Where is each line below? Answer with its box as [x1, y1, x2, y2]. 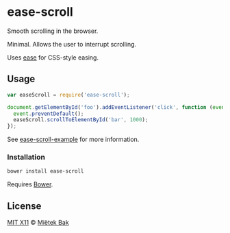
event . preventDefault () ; [13, 110, 84, 117]
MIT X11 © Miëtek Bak [7, 219, 70, 227]
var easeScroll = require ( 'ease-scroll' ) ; [7, 91, 130, 98]
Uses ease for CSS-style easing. [7, 53, 99, 62]
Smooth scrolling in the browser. [7, 27, 99, 35]
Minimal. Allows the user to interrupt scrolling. [7, 40, 137, 48]
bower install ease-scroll [7, 168, 84, 175]
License [7, 200, 42, 212]
